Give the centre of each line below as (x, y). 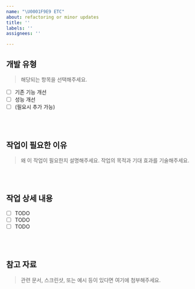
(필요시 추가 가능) (35, 107)
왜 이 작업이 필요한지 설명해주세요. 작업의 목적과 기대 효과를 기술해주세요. (105, 160)
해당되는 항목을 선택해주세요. (54, 79)
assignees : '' (24, 34)
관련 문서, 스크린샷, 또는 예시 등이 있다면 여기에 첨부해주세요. (91, 280)
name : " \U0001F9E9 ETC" (35, 12)
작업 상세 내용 (30, 199)
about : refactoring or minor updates (53, 17)
